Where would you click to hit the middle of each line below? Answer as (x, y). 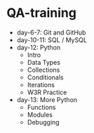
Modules (40, 115)
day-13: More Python (47, 99)
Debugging (43, 122)
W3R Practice (47, 92)
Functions (41, 107)
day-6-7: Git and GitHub (51, 32)
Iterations (41, 84)
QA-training (41, 13)
